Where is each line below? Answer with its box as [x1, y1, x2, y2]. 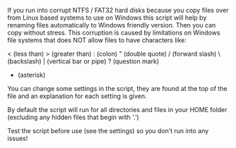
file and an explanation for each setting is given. [7, 92, 147, 100]
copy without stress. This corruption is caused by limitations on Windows [7, 28, 220, 37]
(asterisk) [17, 70, 46, 79]
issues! [7, 134, 28, 142]
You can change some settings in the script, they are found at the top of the [7, 85, 228, 92]
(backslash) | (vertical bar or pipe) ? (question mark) [7, 57, 160, 66]
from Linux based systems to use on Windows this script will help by [7, 13, 207, 22]
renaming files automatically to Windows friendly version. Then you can [7, 21, 216, 29]
